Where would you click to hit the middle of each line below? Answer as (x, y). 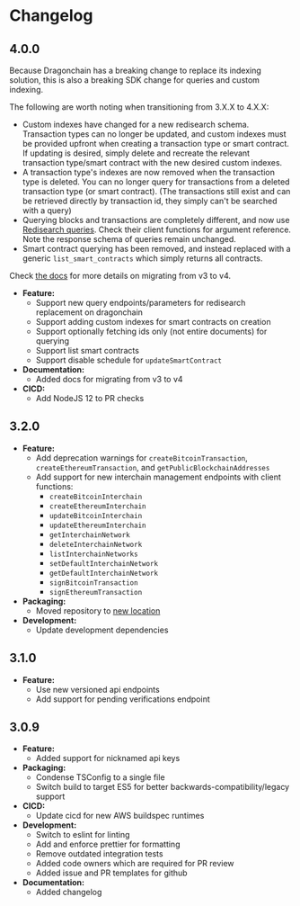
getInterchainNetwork (89, 535)
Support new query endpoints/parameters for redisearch (141, 303)
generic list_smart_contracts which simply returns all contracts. (142, 258)
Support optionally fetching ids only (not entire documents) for (151, 331)
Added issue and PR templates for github (111, 873)
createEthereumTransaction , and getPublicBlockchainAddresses (153, 467)
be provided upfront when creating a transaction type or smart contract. (156, 144)
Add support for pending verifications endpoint (123, 699)
